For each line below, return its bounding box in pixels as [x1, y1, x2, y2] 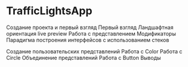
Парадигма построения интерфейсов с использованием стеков [6, 36, 169, 43]
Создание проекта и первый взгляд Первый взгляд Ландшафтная [6, 24, 174, 31]
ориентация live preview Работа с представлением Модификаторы [6, 30, 176, 37]
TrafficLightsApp [6, 4, 93, 18]
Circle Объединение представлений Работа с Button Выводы [6, 54, 161, 61]
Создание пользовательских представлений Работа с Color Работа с [6, 47, 183, 55]
